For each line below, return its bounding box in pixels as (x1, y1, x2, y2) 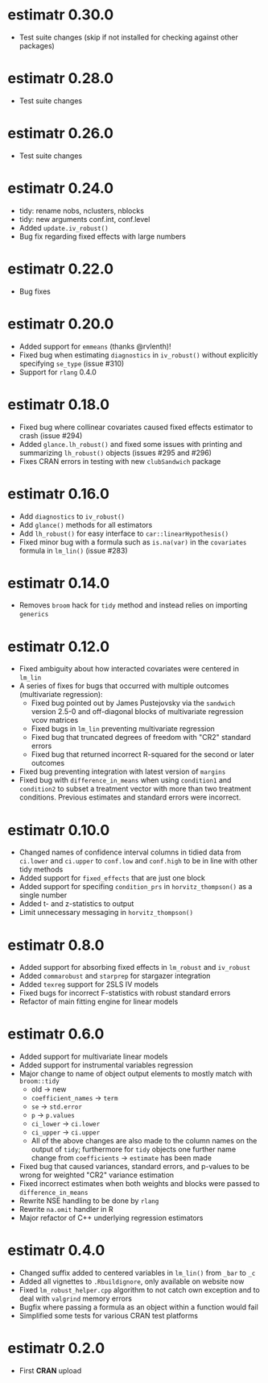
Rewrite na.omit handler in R (19, 1205, 113, 1214)
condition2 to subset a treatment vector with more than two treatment (19, 784, 251, 794)
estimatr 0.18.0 (7, 395, 110, 413)
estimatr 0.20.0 (7, 315, 114, 332)
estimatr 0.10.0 (7, 821, 110, 839)
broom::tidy (19, 1077, 60, 1086)
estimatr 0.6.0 (7, 1025, 105, 1043)
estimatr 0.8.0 (7, 936, 105, 954)
